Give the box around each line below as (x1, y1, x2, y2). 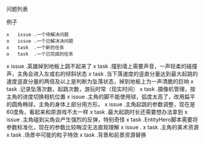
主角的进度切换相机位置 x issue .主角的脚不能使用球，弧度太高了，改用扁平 (6, 93, 196, 100)
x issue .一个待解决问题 (6, 32, 69, 38)
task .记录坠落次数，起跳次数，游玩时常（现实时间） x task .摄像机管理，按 (6, 85, 196, 93)
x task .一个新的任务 (6, 45, 64, 51)
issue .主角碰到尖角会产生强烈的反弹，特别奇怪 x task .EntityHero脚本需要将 (6, 116, 198, 123)
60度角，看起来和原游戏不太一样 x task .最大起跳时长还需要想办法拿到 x (6, 109, 188, 115)
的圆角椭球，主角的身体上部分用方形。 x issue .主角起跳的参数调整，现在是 (6, 101, 196, 108)
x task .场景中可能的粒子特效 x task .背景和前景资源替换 (6, 131, 147, 139)
